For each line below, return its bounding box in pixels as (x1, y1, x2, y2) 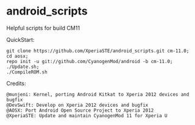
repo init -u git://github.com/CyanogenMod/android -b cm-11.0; (6, 58, 173, 64)
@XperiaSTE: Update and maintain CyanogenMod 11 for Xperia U (6, 112, 168, 119)
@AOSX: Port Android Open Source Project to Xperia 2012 (6, 107, 154, 113)
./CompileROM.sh (6, 69, 48, 75)
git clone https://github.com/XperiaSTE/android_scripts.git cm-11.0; (6, 47, 190, 54)
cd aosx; (6, 53, 29, 59)
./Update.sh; (6, 64, 40, 70)
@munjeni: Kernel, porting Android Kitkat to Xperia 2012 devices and (6, 91, 190, 98)
